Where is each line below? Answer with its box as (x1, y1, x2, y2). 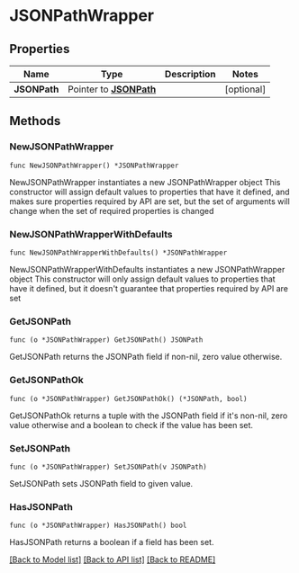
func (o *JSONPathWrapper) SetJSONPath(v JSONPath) (9, 462, 207, 471)
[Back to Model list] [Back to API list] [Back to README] (9, 554, 216, 565)
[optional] (224, 83, 267, 95)
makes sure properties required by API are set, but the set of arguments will (9, 195, 290, 207)
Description (165, 68, 216, 80)
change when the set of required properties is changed (9, 205, 214, 216)
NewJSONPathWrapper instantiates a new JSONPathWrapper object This (9, 176, 281, 187)
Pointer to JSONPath (67, 83, 157, 95)
